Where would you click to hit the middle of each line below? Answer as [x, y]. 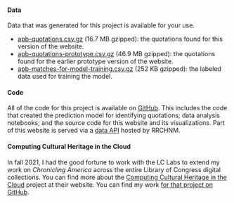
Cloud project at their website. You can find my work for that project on [110, 184]
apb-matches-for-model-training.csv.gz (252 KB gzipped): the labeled [119, 69]
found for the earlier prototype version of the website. [95, 61]
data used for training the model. [65, 77]
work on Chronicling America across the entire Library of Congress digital [114, 169]
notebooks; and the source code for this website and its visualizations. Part [116, 123]
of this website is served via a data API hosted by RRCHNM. [94, 131]
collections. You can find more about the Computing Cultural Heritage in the [117, 177]
